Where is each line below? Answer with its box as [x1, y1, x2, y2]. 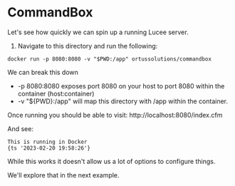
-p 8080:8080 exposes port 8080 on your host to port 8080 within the [17, 81, 225, 90]
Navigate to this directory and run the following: [17, 41, 158, 50]
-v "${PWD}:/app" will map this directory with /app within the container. [17, 97, 229, 105]
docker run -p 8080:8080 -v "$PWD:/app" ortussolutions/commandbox [7, 55, 212, 63]
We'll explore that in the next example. [7, 170, 120, 179]
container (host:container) [17, 89, 95, 98]
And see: [7, 124, 34, 133]
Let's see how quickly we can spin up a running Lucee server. [7, 28, 189, 36]
